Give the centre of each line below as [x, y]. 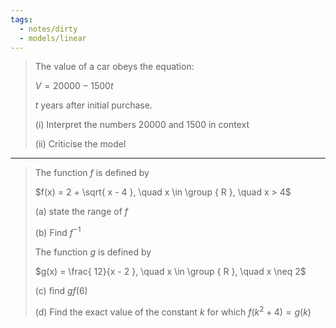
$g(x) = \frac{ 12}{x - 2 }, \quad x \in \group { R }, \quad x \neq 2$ [170, 272]
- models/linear [53, 38]
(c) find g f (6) [61, 291]
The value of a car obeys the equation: [114, 67]
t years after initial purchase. [93, 105]
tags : [21, 19]
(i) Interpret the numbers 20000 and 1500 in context [142, 125]
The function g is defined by [93, 252]
